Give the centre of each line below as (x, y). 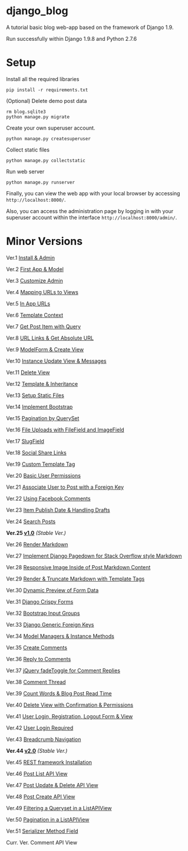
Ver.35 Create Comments (37, 647)
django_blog (37, 11)
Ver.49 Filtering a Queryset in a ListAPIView (59, 808)
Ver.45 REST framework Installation (49, 762)
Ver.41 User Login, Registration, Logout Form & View (70, 716)
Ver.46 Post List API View (37, 773)
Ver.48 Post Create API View (41, 797)
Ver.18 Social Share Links (36, 452)
